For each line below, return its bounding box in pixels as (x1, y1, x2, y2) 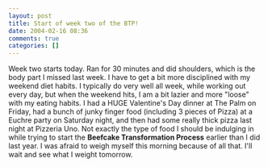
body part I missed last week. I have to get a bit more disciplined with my (8, 73, 251, 82)
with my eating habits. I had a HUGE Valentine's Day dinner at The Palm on (8, 98, 257, 108)
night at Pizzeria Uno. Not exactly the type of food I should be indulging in (8, 124, 254, 134)
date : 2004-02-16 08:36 (8, 27, 89, 35)
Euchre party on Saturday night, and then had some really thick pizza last (8, 115, 253, 125)
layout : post (8, 11, 52, 20)
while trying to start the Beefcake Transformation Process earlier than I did (8, 132, 261, 142)
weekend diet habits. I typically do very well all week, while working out (8, 81, 246, 91)
